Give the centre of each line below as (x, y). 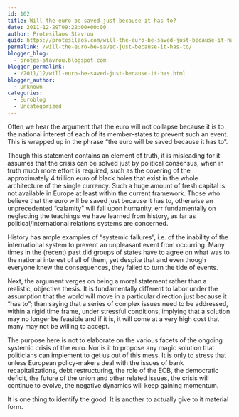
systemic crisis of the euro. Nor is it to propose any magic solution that (111, 347)
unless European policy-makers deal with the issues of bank (96, 362)
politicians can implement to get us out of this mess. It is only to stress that (117, 355)
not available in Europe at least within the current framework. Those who (114, 193)
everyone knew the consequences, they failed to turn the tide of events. (113, 267)
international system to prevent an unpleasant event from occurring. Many (116, 244)
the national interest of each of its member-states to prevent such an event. (118, 134)
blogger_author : (31, 80)
